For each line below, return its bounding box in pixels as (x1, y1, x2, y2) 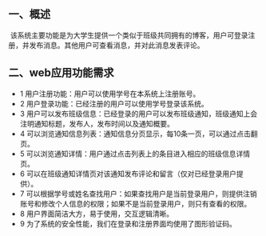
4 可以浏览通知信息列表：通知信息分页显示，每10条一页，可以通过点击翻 (19, 129, 258, 138)
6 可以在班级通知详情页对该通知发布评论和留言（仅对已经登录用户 (19, 169, 237, 178)
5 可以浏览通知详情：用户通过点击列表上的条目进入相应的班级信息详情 (19, 149, 251, 158)
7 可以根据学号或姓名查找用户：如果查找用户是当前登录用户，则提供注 (19, 189, 250, 198)
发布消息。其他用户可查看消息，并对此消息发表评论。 (29, 40, 204, 50)
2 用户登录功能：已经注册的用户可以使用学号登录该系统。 (19, 98, 209, 108)
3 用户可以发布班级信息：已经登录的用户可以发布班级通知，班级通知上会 (19, 109, 258, 118)
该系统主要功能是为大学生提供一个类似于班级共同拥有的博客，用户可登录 (10, 30, 248, 40)
